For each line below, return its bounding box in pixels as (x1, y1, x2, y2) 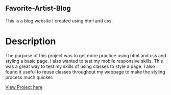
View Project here (5, 84, 43, 90)
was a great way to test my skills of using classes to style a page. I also (5, 63, 155, 69)
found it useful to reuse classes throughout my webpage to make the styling (5, 68, 165, 75)
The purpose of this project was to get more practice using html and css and (5, 52, 166, 58)
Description (5, 36, 56, 47)
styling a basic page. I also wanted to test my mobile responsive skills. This (5, 58, 163, 64)
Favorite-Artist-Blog (5, 4, 71, 13)
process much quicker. (5, 74, 54, 80)
